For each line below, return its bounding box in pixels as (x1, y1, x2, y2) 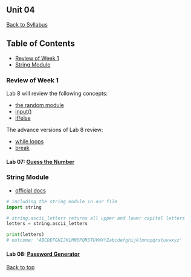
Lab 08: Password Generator (6, 250, 80, 258)
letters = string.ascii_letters (6, 221, 88, 227)
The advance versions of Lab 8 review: (6, 126, 103, 133)
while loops (15, 137, 44, 145)
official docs (15, 187, 47, 194)
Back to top (6, 264, 35, 271)
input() (15, 108, 32, 115)
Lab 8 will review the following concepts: (6, 90, 108, 97)
